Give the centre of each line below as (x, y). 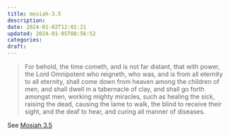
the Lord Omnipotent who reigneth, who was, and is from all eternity (124, 74)
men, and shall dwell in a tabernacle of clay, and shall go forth (114, 89)
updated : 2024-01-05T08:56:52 (52, 33)
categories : (25, 40)
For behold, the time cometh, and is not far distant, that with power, (122, 67)
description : (26, 20)
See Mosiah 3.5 (30, 125)
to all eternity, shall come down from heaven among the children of (122, 81)
